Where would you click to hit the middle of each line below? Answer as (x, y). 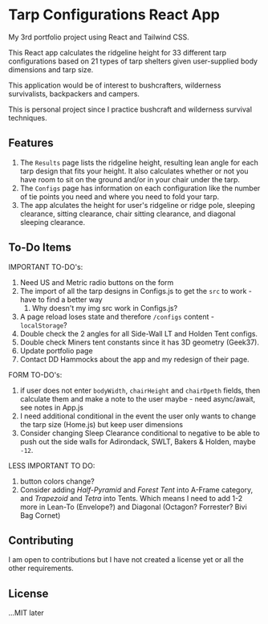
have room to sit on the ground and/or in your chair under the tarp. (130, 179)
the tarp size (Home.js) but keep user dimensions (101, 424)
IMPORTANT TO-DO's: (46, 267)
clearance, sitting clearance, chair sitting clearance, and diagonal (128, 214)
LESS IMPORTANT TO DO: (52, 465)
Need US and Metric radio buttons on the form (97, 282)
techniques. (28, 117)
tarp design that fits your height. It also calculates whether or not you (134, 171)
